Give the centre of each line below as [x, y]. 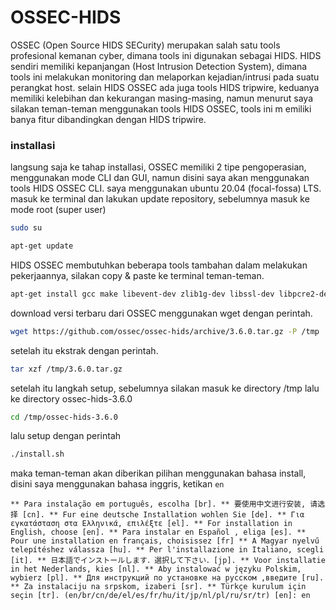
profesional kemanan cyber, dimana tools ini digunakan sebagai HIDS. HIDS [166, 55]
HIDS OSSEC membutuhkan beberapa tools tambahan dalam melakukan [159, 265]
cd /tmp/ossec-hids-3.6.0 [64, 417]
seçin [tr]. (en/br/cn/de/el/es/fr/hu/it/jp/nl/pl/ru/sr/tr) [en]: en [160, 596]
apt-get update [42, 246]
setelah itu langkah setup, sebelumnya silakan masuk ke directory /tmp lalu [165, 388]
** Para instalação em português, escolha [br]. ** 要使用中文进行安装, [158, 504]
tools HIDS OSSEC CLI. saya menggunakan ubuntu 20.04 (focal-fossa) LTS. [166, 188]
